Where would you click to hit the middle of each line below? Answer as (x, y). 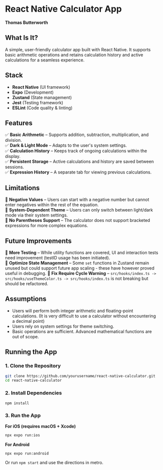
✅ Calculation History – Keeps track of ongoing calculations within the (76, 151)
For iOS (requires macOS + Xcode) (41, 426)
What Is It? (21, 38)
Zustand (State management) (42, 97)
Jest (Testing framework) (37, 102)
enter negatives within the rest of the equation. (52, 205)
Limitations (22, 188)
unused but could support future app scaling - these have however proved (80, 268)
